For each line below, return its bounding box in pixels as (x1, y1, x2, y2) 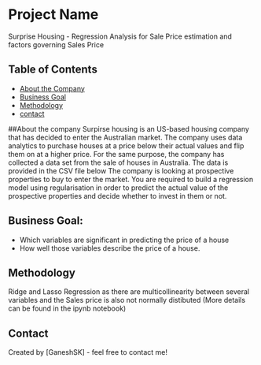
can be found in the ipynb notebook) (8, 304, 127, 313)
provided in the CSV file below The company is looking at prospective (8, 166, 234, 175)
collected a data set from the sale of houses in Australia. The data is (8, 158, 229, 167)
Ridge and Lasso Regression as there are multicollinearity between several (8, 287, 250, 296)
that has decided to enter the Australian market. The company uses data (8, 132, 243, 142)
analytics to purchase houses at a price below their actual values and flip (8, 140, 244, 151)
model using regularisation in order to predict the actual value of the (8, 183, 229, 192)
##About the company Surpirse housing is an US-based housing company (8, 124, 250, 133)
